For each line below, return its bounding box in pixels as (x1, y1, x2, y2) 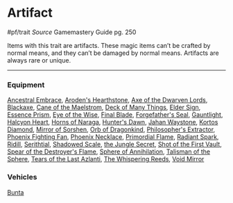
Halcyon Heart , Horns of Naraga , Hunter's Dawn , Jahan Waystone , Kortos (7, 118, 218, 127)
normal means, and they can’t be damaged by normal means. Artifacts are (7, 49, 220, 57)
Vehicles (7, 172, 37, 182)
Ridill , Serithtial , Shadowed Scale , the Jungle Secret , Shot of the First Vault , (7, 140, 222, 149)
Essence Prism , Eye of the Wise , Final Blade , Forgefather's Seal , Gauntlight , (7, 111, 223, 119)
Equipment (7, 80, 45, 90)
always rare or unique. (7, 56, 71, 64)
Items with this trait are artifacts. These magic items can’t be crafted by (7, 41, 211, 49)
